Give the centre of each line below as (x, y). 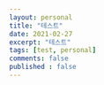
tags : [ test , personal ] (53, 50)
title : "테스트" (36, 26)
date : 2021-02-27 (41, 34)
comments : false (39, 58)
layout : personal (41, 17)
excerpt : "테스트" (40, 42)
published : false (43, 67)
